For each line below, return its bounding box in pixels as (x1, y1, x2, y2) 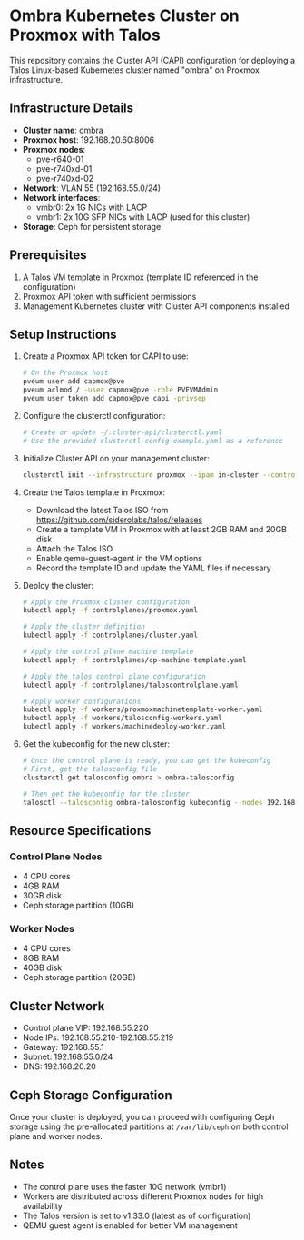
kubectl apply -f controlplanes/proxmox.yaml (22, 606, 198, 615)
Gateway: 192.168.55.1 (22, 1042, 104, 1053)
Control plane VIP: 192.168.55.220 (22, 1023, 150, 1034)
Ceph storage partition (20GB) (22, 972, 136, 983)
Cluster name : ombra (22, 124, 104, 135)
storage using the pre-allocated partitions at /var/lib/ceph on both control (9, 1121, 289, 1132)
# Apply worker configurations (22, 697, 142, 706)
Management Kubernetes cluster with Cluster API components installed (22, 301, 290, 312)
